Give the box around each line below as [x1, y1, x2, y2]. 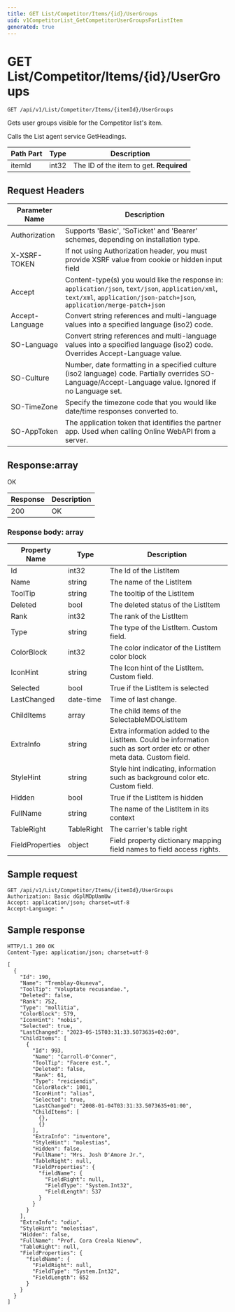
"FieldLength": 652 [32, 1273, 90, 1281]
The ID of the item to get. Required [73, 160, 187, 170]
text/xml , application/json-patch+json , [65, 292, 197, 302]
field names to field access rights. [109, 845, 221, 854]
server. [65, 435, 89, 445]
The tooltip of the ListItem [109, 589, 194, 599]
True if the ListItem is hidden [109, 793, 204, 802]
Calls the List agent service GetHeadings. [7, 132, 127, 141]
